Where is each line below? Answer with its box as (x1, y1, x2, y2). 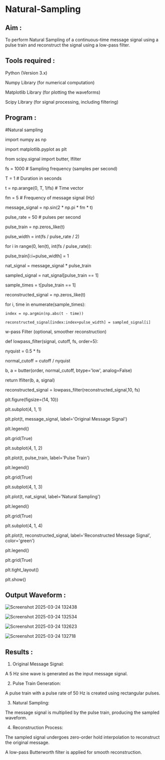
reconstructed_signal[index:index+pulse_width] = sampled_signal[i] (5, 319, 151, 325)
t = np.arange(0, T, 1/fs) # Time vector (5, 185, 84, 191)
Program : (5, 114, 36, 122)
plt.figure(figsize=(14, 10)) (5, 397, 58, 403)
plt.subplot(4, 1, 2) (5, 445, 42, 451)
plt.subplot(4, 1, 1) (5, 406, 42, 412)
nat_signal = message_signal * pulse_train (5, 262, 91, 268)
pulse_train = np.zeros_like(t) (5, 224, 65, 230)
